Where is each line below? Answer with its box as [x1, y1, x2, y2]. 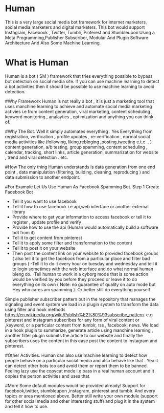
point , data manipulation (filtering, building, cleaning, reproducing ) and [5, 169, 150, 175]
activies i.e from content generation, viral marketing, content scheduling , [5, 109, 153, 114]
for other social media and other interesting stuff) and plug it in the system [5, 398, 155, 404]
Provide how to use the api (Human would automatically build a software [12, 224, 159, 230]
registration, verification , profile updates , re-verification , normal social [5, 133, 150, 139]
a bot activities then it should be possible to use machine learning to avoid [5, 84, 155, 89]
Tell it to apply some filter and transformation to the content [12, 240, 132, 246]
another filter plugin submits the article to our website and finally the [5, 332, 143, 338]
